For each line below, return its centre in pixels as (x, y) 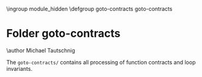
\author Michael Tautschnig (41, 50)
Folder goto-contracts (63, 34)
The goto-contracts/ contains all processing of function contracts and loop (101, 62)
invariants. (19, 68)
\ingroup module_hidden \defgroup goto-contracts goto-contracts (89, 9)
